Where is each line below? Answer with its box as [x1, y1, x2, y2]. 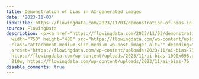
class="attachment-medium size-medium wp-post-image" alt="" [11, 42, 166, 48]
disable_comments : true [6, 64, 65, 70]
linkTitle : [6, 20, 33, 26]
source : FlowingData [6, 25, 57, 31]
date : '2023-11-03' [6, 14, 54, 20]
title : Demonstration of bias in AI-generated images [6, 8, 142, 15]
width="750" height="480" [11, 36, 76, 42]
